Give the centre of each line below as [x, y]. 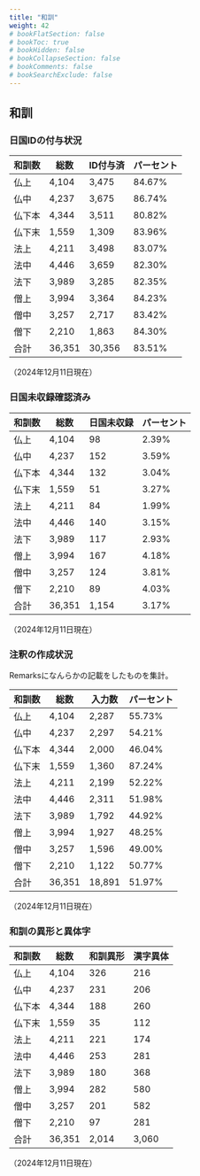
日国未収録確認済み [50, 398]
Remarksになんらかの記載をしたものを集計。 [91, 676]
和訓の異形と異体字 [50, 931]
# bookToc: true [39, 42]
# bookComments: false [51, 67]
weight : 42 [29, 26]
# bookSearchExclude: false [61, 75]
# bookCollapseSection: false [65, 58]
